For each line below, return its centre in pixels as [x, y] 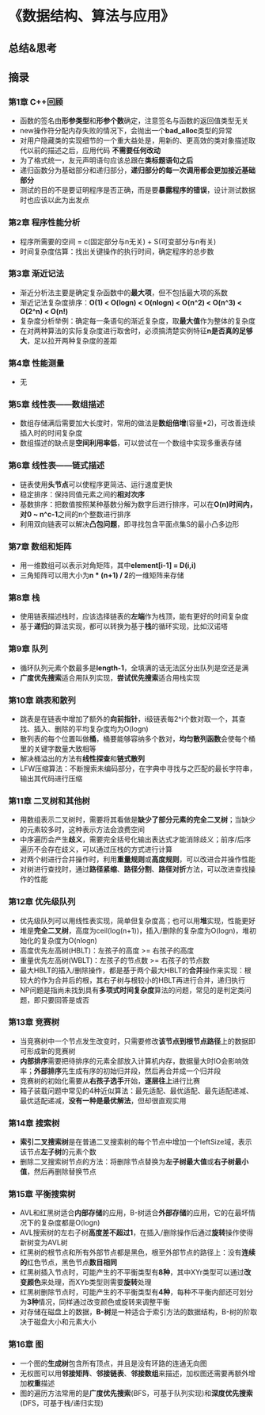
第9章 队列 [28, 649]
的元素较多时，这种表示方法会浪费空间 [82, 830]
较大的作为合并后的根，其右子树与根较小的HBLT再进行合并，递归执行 [132, 980]
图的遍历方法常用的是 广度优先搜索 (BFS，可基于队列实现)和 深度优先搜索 [136, 1393]
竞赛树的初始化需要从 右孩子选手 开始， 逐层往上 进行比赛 [110, 1080]
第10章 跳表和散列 [42, 700]
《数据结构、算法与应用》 [92, 16]
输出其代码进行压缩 [51, 778]
